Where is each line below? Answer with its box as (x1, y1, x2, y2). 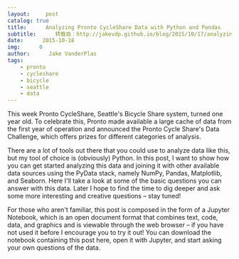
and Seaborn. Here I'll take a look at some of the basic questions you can (7, 176, 222, 186)
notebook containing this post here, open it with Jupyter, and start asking (7, 236, 222, 245)
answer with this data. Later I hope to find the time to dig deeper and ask (7, 184, 221, 193)
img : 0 (7, 44, 43, 51)
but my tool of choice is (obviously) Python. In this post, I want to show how (7, 154, 230, 163)
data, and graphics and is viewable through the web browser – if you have (7, 220, 224, 229)
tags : (7, 57, 23, 64)
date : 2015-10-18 (7, 37, 75, 44)
